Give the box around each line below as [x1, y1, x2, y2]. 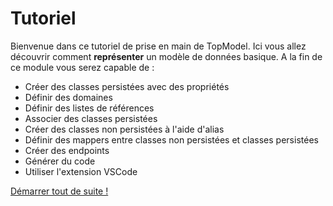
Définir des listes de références [24, 102, 155, 114]
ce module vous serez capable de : [10, 61, 155, 73]
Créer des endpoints [24, 144, 110, 156]
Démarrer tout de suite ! [10, 185, 109, 197]
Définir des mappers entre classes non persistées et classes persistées [24, 133, 319, 146]
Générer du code [24, 155, 96, 167]
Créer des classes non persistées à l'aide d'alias [24, 123, 225, 135]
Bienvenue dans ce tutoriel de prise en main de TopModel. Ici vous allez [10, 40, 307, 52]
